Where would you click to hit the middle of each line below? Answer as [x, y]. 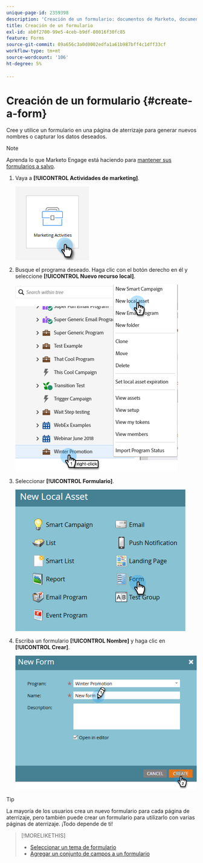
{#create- [168, 101]
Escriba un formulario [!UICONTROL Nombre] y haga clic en [90, 641]
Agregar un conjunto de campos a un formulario [90, 854]
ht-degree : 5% [24, 63]
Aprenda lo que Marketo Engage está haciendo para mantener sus [89, 160]
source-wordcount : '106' [37, 57]
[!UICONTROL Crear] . [42, 647]
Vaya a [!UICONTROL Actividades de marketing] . [77, 178]
